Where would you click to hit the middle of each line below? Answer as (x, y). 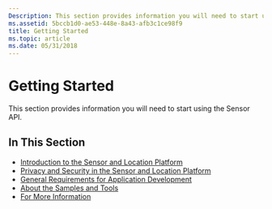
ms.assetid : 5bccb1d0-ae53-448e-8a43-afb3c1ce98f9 (96, 23)
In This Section (47, 143)
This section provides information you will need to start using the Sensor (130, 109)
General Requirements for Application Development (106, 179)
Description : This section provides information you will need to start (134, 16)
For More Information (55, 196)
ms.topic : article (39, 38)
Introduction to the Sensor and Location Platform (102, 162)
